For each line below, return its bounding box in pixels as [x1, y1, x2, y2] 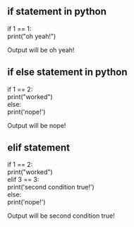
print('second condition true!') [7, 183, 95, 192]
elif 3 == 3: [7, 175, 39, 184]
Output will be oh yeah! [7, 45, 75, 54]
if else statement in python [7, 66, 128, 78]
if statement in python [7, 6, 107, 18]
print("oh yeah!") [7, 32, 56, 40]
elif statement [7, 141, 71, 154]
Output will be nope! [7, 121, 66, 129]
